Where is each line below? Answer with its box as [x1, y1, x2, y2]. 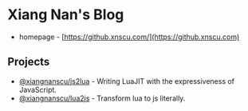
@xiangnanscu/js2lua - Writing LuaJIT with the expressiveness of [18, 76, 235, 85]
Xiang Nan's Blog [7, 6, 124, 24]
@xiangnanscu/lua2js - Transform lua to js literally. [18, 93, 186, 103]
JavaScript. [18, 85, 57, 94]
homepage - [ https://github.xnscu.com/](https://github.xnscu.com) [18, 32, 240, 42]
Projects [7, 55, 50, 69]
